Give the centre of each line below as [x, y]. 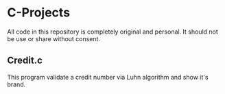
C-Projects [39, 13]
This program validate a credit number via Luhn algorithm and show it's [108, 77]
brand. [16, 84]
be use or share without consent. [54, 38]
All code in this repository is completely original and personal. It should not [113, 32]
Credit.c [25, 61]
